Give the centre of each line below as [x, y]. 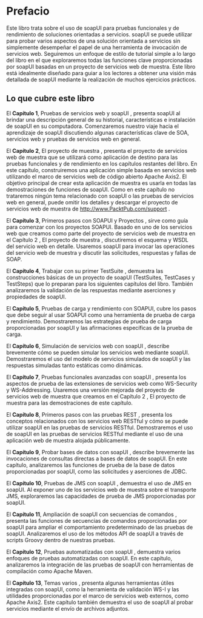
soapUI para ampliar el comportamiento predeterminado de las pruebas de [100, 527]
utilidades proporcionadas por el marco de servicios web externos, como [98, 596]
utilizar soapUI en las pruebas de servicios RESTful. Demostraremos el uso [100, 427]
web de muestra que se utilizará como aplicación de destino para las [92, 157]
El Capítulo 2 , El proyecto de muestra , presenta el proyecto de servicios [97, 150]
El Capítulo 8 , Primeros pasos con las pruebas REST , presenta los [89, 414]
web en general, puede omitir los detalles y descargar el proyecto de [92, 202]
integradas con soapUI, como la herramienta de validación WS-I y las [93, 589]
